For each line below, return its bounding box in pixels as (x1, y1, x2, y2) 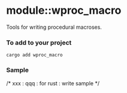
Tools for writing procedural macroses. (6, 23, 102, 31)
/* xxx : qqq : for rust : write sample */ (6, 79, 100, 87)
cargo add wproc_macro (6, 52, 63, 58)
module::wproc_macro (6, 4, 122, 17)
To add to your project (6, 38, 72, 47)
